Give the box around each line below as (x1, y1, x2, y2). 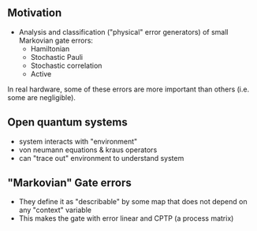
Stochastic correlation (30, 61, 102, 70)
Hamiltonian (30, 43, 70, 54)
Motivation (7, 6, 62, 20)
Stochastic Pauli (30, 52, 84, 61)
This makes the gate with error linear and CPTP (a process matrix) (18, 214, 234, 223)
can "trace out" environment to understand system (18, 153, 184, 162)
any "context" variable (18, 205, 92, 215)
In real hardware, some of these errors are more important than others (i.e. (7, 84, 250, 94)
